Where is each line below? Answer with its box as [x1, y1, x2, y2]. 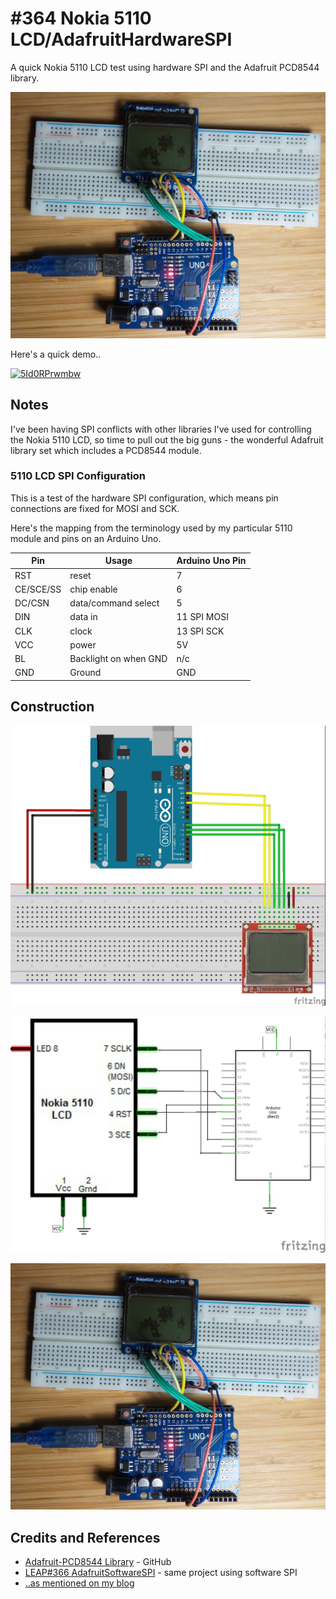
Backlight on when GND [69, 653, 168, 665]
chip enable [69, 583, 118, 595]
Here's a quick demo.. [10, 348, 102, 360]
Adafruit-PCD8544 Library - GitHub [24, 1555, 172, 1567]
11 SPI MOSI [176, 611, 229, 623]
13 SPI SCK [176, 625, 225, 637]
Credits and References [10, 1529, 161, 1546]
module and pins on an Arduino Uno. [10, 532, 162, 544]
